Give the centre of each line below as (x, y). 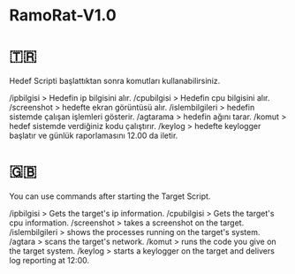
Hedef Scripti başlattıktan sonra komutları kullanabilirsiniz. (115, 81)
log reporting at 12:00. (49, 261)
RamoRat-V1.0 (63, 15)
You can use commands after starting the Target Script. (110, 196)
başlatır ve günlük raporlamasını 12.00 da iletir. (94, 136)
